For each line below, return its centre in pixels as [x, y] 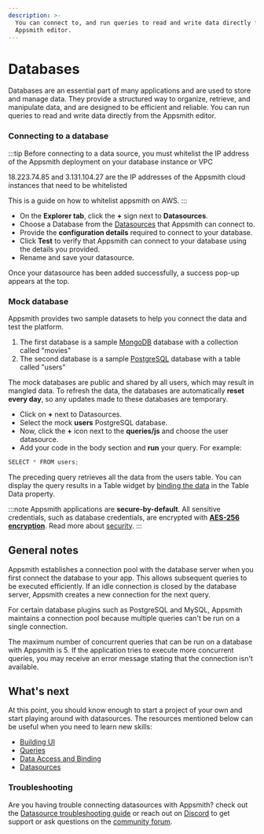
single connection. [38, 626]
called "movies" [45, 350]
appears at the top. [39, 281]
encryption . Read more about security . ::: [75, 525]
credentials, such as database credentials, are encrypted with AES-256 [124, 517]
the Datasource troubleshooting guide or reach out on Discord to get [119, 813]
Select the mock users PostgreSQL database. [93, 422]
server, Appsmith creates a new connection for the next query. [109, 594]
